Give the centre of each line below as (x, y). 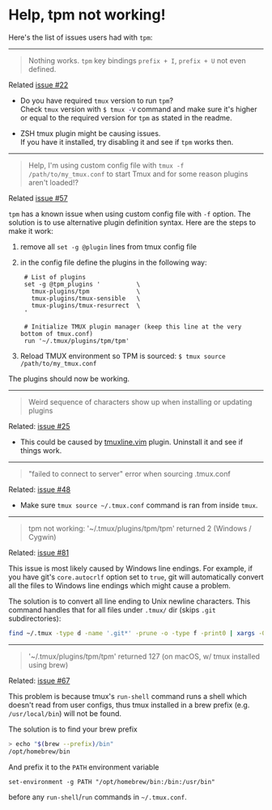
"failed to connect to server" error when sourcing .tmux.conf (129, 473)
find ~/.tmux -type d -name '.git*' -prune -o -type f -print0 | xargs (132, 633)
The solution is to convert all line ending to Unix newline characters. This (130, 601)
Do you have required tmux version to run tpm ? (97, 100)
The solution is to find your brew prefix (73, 729)
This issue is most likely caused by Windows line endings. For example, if (131, 568)
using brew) (48, 664)
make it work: (31, 231)
